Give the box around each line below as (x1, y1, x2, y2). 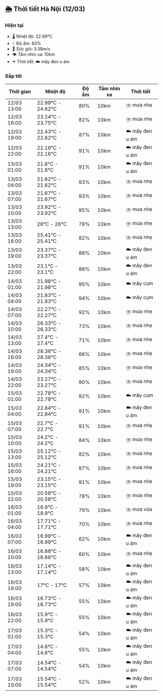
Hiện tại (5, 22, 24, 29)
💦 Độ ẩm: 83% (12, 40, 41, 46)
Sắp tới (5, 72, 22, 79)
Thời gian (9, 88, 32, 95)
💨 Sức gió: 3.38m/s (12, 46, 50, 52)
